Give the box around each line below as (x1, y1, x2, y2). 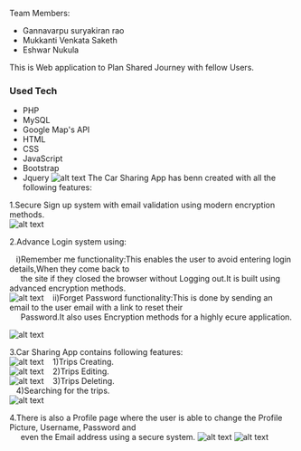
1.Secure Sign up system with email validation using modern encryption (9, 199, 276, 211)
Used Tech (9, 84, 58, 97)
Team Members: (9, 8, 71, 18)
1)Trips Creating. (52, 357, 115, 368)
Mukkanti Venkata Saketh (22, 35, 118, 45)
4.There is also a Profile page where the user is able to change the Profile (9, 412, 283, 424)
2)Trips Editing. (52, 366, 110, 377)
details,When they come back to (9, 264, 130, 274)
